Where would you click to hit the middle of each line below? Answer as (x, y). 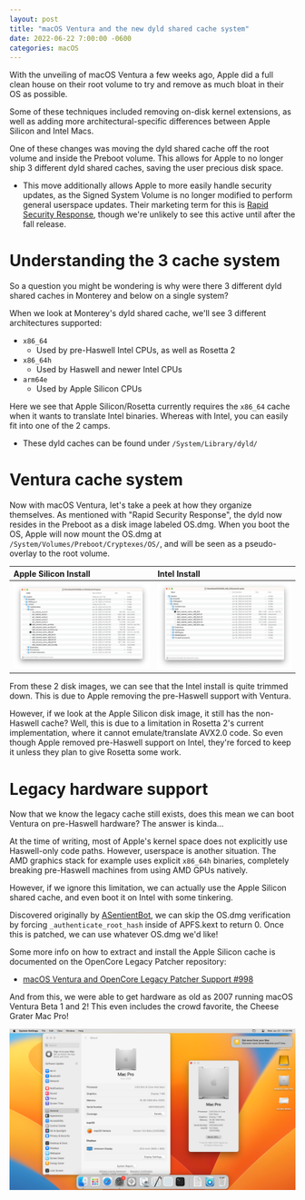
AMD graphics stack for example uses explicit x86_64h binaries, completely (149, 861)
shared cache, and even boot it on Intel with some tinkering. (121, 898)
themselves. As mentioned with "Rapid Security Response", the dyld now (146, 515)
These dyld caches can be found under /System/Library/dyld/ (140, 443)
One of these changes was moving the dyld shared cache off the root (139, 149)
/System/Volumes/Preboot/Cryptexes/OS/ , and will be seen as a (126, 544)
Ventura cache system (96, 480)
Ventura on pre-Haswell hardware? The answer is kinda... (117, 824)
